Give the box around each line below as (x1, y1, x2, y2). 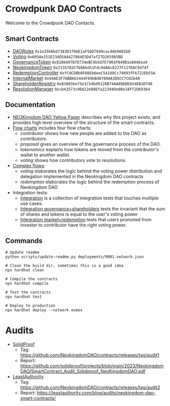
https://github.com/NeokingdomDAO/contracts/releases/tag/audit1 (20, 352, 160, 358)
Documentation (5, 100, 56, 109)
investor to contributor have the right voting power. (20, 222, 127, 228)
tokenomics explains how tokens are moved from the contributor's (20, 146, 159, 152)
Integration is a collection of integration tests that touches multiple (20, 195, 159, 201)
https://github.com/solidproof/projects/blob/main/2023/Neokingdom (20, 363, 164, 369)
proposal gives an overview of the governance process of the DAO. (20, 141, 161, 147)
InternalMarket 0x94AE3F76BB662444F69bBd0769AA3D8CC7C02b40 (12, 75, 141, 81)
